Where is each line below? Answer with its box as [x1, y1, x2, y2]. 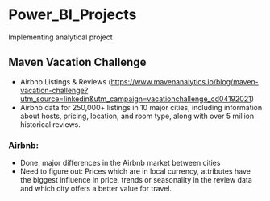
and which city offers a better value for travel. [19, 183, 172, 194]
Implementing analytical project [8, 32, 113, 42]
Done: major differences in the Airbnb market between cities [19, 158, 221, 168]
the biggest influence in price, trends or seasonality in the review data [19, 175, 252, 185]
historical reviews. [19, 119, 81, 129]
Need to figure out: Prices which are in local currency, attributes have [19, 166, 251, 176]
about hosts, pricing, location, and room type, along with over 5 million [19, 111, 255, 121]
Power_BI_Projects [8, 6, 137, 24]
